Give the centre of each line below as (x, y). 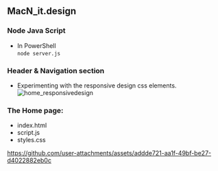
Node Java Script (37, 31)
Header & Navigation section (56, 70)
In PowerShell (36, 45)
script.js (28, 133)
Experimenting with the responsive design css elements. (97, 85)
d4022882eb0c (29, 161)
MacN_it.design (42, 11)
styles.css (31, 140)
